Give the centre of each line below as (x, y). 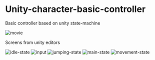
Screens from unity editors (32, 42)
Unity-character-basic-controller (75, 9)
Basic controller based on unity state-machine (53, 23)
